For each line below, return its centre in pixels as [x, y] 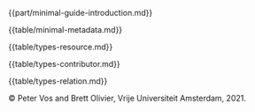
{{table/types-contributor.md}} [64, 64]
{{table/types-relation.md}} [58, 81]
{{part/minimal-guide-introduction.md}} [81, 13]
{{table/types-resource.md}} [61, 47]
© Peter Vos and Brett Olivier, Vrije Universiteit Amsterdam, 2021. [127, 98]
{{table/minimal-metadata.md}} [66, 30]
